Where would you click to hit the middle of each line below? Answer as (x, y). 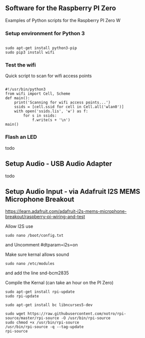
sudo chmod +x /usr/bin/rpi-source (42, 322)
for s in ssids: (40, 116)
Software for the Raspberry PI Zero (61, 8)
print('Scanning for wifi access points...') (62, 103)
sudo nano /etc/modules (30, 264)
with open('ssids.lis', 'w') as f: (51, 111)
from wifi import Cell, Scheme (38, 94)
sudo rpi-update (22, 296)
